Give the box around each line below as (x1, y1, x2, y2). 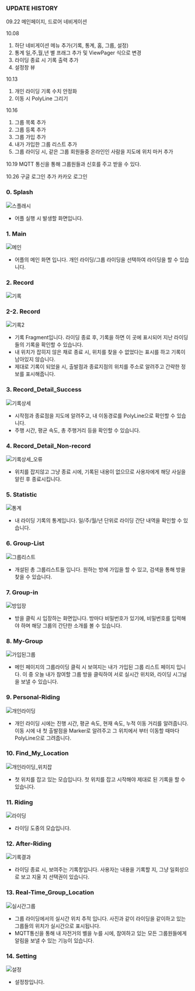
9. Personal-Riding (6, 693, 60, 701)
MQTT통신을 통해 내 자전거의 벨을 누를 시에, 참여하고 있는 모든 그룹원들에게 (14, 929, 187, 936)
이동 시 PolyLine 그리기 (14, 95, 68, 102)
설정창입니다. (14, 979, 45, 986)
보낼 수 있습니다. (20, 678, 58, 685)
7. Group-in (6, 588, 39, 596)
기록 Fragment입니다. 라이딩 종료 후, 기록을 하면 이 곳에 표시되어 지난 (14, 334, 173, 341)
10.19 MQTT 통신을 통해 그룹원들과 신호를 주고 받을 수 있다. (6, 161, 141, 168)
